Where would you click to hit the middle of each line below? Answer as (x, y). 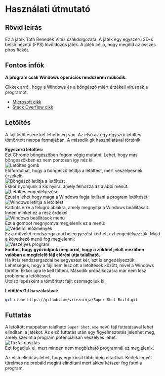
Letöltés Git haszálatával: (32, 290)
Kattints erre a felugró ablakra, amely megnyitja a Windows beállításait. (77, 207)
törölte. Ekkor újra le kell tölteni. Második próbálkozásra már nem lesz (76, 270)
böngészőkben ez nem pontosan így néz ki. (49, 160)
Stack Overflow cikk (33, 107)
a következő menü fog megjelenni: (40, 239)
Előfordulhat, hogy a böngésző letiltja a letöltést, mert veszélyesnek (74, 170)
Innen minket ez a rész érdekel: (37, 213)
